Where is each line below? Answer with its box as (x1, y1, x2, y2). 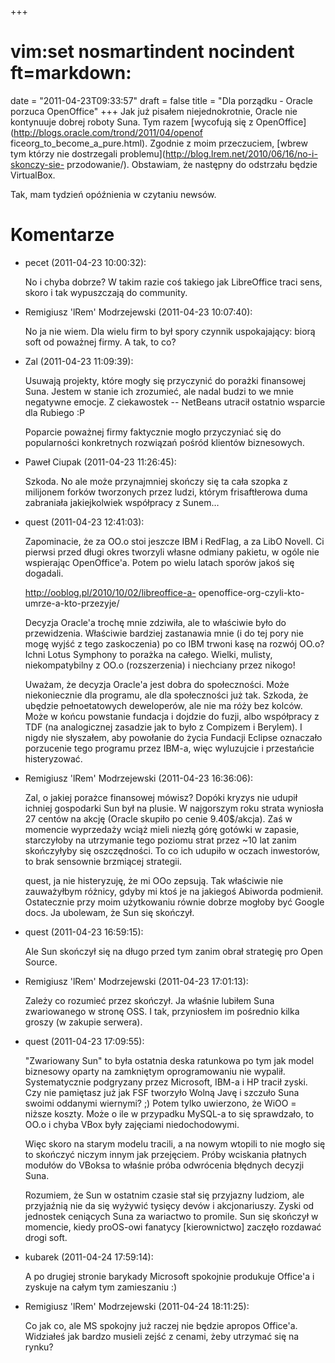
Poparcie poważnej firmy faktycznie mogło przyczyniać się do (24, 426, 282, 438)
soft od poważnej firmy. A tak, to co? (24, 336, 177, 348)
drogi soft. (24, 1231, 68, 1243)
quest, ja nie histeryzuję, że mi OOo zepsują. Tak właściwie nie (24, 874, 284, 886)
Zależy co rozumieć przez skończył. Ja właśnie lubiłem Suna (24, 994, 275, 1006)
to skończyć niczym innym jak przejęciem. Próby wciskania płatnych (24, 1148, 307, 1160)
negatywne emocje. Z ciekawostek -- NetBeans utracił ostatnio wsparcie (24, 396, 326, 408)
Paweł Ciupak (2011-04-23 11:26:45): (24, 456, 177, 468)
